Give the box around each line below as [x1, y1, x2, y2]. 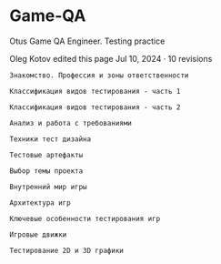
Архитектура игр [9, 198, 71, 208]
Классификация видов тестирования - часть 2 [9, 102, 181, 112]
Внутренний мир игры [9, 182, 88, 191]
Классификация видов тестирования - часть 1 [9, 86, 181, 96]
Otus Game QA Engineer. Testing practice [9, 36, 166, 46]
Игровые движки [9, 229, 67, 239]
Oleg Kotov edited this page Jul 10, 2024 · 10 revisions [9, 53, 213, 64]
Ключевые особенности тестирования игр [9, 214, 161, 223]
